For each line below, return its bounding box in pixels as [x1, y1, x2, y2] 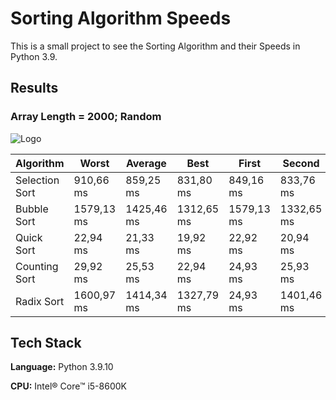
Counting [15, 259, 59, 273]
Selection [15, 173, 60, 187]
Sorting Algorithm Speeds [10, 7, 232, 30]
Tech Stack [10, 335, 82, 352]
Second [282, 156, 320, 170]
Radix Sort [15, 294, 65, 308]
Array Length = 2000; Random [10, 110, 162, 124]
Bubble [15, 202, 49, 216]
